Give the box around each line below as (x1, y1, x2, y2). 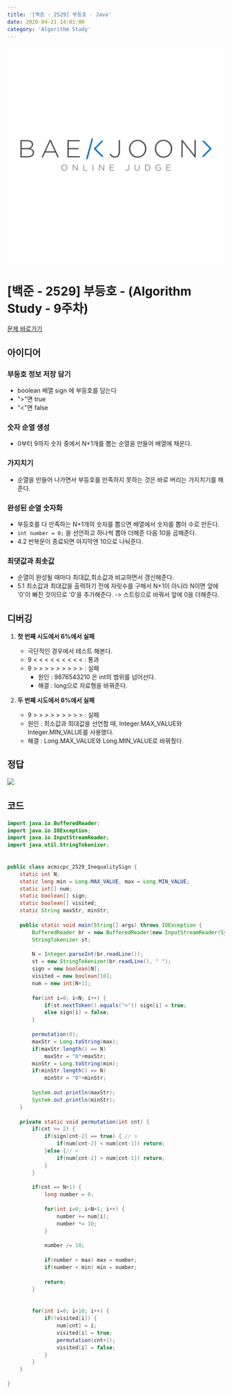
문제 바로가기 (7, 325, 43, 333)
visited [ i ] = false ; (56, 1344, 116, 1351)
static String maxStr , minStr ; (19, 907, 110, 914)
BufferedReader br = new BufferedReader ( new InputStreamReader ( (32, 929, 221, 936)
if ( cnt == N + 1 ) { (32, 1184, 81, 1191)
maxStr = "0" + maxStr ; (43, 1053, 107, 1060)
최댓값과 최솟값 (7, 556, 55, 565)
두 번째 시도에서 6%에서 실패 (17, 696, 95, 704)
